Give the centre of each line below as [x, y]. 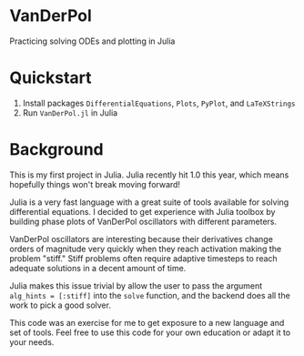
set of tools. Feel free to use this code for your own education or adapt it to [150, 332]
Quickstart [51, 78]
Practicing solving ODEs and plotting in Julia [92, 41]
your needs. [32, 341]
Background [56, 150]
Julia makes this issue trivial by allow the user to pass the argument [136, 285]
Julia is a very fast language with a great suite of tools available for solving [149, 202]
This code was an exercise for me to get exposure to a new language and [147, 322]
